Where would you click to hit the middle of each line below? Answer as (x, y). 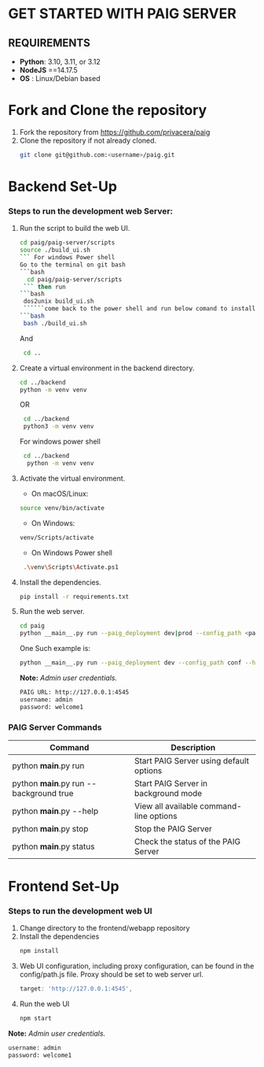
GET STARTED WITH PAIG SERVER (123, 14)
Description (193, 747)
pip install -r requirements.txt (74, 597)
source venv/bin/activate (62, 508)
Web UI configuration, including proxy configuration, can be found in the (137, 966)
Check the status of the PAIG (188, 842)
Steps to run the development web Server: (91, 211)
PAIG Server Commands (55, 727)
